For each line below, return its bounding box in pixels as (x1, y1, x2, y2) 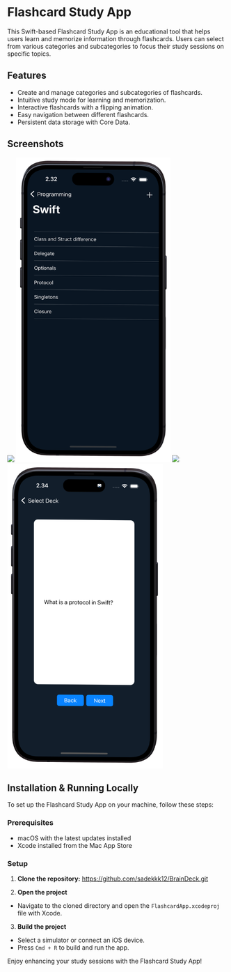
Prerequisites (7, 818, 54, 828)
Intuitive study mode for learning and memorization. (17, 96, 166, 104)
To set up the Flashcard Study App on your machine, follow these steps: (7, 800, 214, 809)
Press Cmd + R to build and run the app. (17, 943, 130, 952)
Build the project (17, 922, 67, 931)
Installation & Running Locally (7, 782, 139, 793)
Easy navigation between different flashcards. (17, 110, 150, 119)
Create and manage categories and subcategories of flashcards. (17, 88, 203, 96)
